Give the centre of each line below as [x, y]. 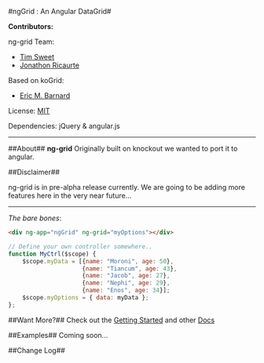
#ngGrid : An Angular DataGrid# [60, 11]
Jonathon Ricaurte [49, 65]
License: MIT [29, 111]
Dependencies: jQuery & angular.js [64, 126]
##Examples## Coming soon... [58, 335]
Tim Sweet [37, 57]
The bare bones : [35, 218]
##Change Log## [37, 350]
